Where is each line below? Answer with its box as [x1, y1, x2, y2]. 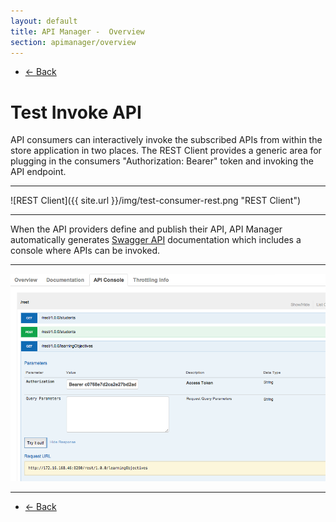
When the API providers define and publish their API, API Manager [10, 223, 283, 235]
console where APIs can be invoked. [10, 245, 161, 257]
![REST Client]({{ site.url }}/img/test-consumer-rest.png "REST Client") [10, 195, 302, 207]
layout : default [10, 16, 78, 26]
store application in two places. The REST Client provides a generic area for [10, 145, 322, 157]
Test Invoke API [10, 101, 142, 124]
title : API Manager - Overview [10, 26, 145, 37]
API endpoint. [10, 166, 67, 178]
